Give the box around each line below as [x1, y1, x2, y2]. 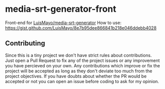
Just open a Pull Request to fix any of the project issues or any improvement [5, 58, 160, 63]
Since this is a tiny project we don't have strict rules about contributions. [5, 52, 152, 58]
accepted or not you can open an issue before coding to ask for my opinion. [5, 78, 159, 84]
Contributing [5, 39, 45, 48]
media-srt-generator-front [5, 3, 117, 15]
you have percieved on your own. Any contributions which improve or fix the [5, 62, 160, 68]
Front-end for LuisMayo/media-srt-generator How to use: [5, 20, 122, 26]
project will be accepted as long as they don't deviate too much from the [5, 68, 153, 74]
